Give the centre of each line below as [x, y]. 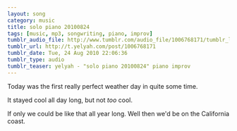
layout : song [26, 14]
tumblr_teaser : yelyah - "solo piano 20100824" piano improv [99, 66]
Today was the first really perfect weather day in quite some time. [103, 86]
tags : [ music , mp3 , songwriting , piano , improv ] [80, 33]
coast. [17, 121]
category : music [31, 20]
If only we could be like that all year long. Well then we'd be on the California [119, 113]
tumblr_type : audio [36, 60]
